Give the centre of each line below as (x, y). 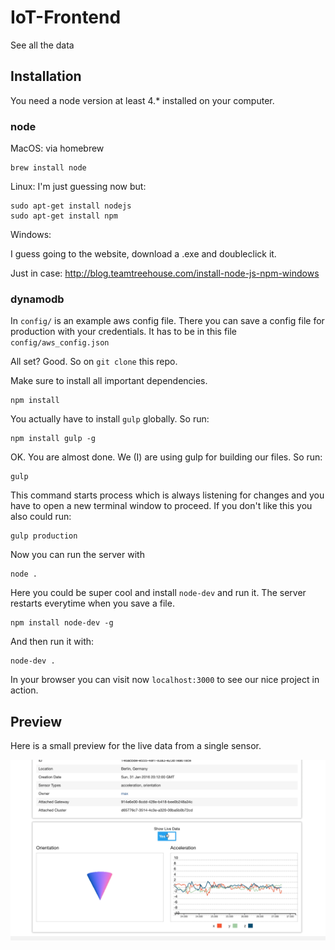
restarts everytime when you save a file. (92, 603)
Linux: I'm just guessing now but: (78, 187)
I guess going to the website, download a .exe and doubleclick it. (143, 254)
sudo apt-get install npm (64, 216)
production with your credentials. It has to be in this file (124, 332)
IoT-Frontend (66, 17)
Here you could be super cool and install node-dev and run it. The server (158, 593)
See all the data (42, 45)
